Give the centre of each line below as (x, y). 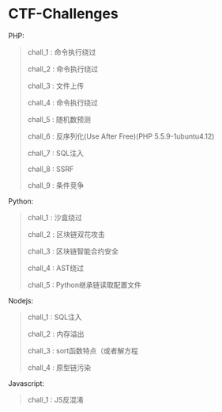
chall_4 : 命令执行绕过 (63, 102)
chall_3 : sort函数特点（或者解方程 (83, 350)
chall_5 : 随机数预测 (59, 119)
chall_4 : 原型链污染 (59, 367)
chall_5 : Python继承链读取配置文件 (85, 284)
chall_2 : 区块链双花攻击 (66, 234)
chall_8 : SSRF (51, 169)
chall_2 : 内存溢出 (56, 334)
